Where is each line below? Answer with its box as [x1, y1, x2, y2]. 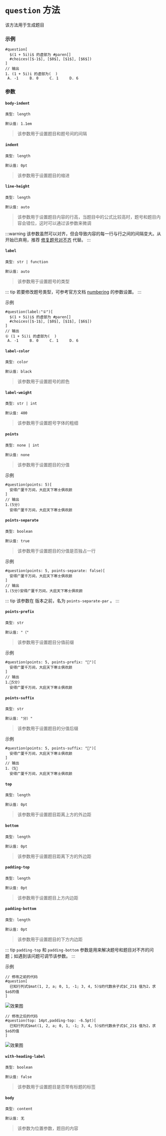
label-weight [5, 390, 32, 395]
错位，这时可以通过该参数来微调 [26, 220, 92, 226]
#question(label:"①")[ [5, 309, 53, 314]
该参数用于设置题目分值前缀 [17, 639, 74, 645]
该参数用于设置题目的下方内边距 [17, 936, 83, 942]
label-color [5, 348, 30, 353]
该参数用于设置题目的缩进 [17, 172, 70, 178]
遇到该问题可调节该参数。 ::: [18, 953, 76, 959]
